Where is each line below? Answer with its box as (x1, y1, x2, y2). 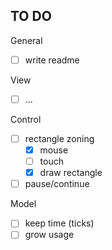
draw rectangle (39, 167, 103, 179)
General (10, 34, 43, 46)
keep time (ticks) (24, 217, 95, 229)
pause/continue (24, 178, 90, 190)
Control (10, 113, 42, 125)
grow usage (24, 229, 75, 241)
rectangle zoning (24, 132, 95, 144)
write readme (24, 54, 80, 66)
